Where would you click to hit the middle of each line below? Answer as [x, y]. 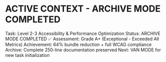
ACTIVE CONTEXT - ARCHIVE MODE [83, 9]
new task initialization [27, 55]
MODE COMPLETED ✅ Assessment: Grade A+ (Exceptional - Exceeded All [82, 39]
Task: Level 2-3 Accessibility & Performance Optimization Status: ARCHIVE [83, 33]
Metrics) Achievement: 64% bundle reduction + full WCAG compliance [78, 44]
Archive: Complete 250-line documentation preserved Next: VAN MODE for [83, 50]
